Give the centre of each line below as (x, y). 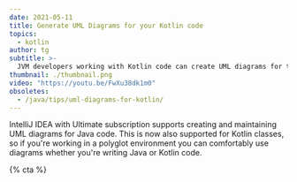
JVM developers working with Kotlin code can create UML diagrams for (150, 67)
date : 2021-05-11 (41, 17)
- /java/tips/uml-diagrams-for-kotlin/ (91, 99)
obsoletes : (29, 91)
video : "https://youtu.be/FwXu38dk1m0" (83, 83)
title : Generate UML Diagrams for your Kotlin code (106, 26)
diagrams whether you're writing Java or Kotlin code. (106, 153)
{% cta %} (28, 170)
